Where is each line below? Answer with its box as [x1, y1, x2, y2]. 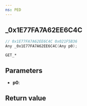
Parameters [5, 66, 43, 75]
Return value [5, 94, 46, 102]
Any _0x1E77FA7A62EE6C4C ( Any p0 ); [5, 43, 78, 49]
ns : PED [5, 7, 22, 12]
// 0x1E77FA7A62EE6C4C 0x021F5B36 [5, 39, 78, 44]
